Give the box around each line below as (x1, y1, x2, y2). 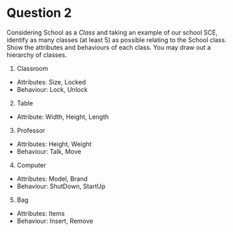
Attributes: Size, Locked (16, 77, 86, 86)
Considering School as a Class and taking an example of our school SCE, (6, 28, 218, 37)
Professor (16, 126, 46, 134)
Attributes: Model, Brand (16, 174, 88, 183)
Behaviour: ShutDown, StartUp (16, 181, 106, 191)
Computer (16, 160, 46, 169)
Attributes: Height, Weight (16, 139, 92, 148)
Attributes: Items (16, 209, 65, 217)
